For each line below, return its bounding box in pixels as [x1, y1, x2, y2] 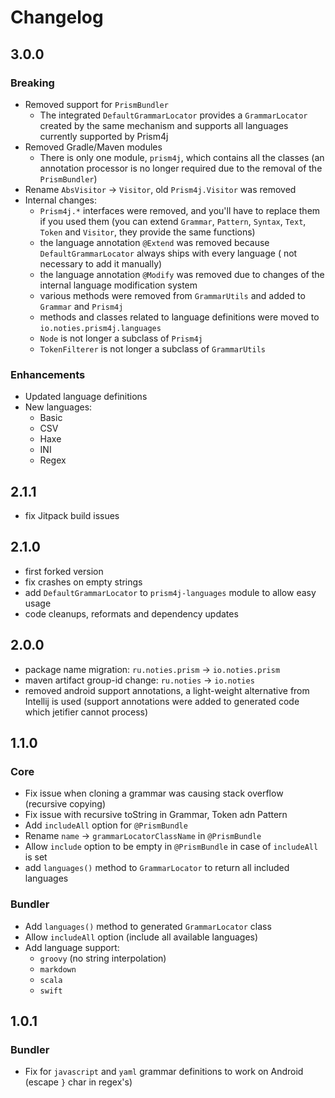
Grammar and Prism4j [39, 300, 124, 312]
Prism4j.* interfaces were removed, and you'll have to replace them [39, 204, 321, 216]
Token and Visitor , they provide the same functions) [39, 226, 256, 238]
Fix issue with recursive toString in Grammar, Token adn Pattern [24, 809, 288, 821]
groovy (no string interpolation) [39, 952, 167, 964]
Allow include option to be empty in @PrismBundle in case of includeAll [24, 841, 319, 853]
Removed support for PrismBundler [24, 98, 169, 110]
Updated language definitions [24, 391, 148, 403]
